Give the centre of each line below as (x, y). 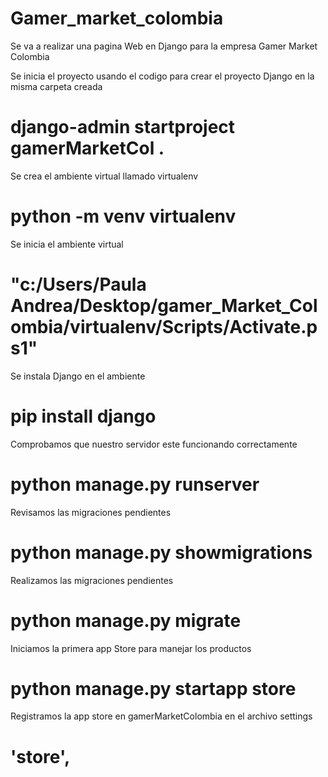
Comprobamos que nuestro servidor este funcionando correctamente (154, 444)
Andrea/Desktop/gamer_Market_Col (164, 306)
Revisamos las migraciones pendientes (91, 512)
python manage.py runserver (135, 484)
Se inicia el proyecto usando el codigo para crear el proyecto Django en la (162, 76)
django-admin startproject (123, 127)
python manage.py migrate (126, 620)
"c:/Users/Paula (78, 284)
